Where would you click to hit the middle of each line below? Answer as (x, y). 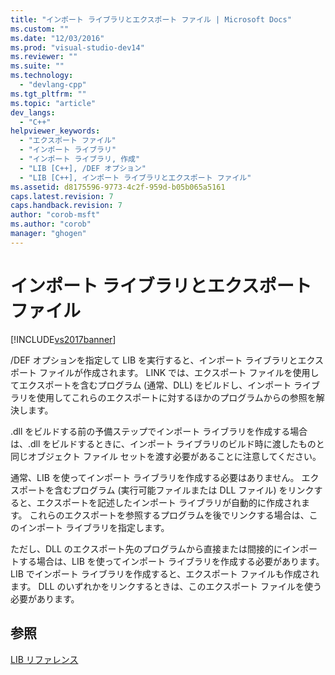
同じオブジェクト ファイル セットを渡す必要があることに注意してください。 (166, 456)
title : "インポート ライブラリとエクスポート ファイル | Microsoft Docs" (151, 19)
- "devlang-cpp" (53, 85)
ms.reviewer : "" (44, 57)
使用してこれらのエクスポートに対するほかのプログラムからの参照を (176, 397)
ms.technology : (42, 76)
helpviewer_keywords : (55, 131)
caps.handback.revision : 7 (66, 206)
